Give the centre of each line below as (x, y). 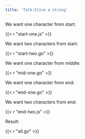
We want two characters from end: (41, 102)
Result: (12, 121)
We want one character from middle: (43, 63)
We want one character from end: (40, 82)
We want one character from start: (40, 24)
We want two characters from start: (42, 44)
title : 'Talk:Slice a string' (37, 10)
